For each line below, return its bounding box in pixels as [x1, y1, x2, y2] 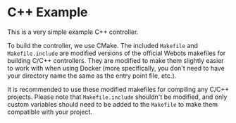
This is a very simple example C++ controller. [7, 28, 139, 36]
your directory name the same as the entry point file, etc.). [7, 71, 177, 80]
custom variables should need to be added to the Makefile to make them [7, 100, 218, 108]
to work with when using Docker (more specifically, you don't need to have [7, 64, 225, 72]
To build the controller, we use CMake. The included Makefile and [7, 41, 199, 49]
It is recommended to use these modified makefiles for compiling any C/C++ [7, 85, 230, 93]
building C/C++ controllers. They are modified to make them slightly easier [7, 56, 224, 64]
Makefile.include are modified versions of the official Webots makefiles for [7, 49, 226, 57]
